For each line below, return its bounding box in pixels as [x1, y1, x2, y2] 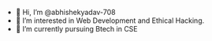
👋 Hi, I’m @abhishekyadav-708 [15, 8, 116, 17]
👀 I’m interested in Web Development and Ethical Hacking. [15, 16, 205, 25]
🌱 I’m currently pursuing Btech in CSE [15, 24, 138, 33]
